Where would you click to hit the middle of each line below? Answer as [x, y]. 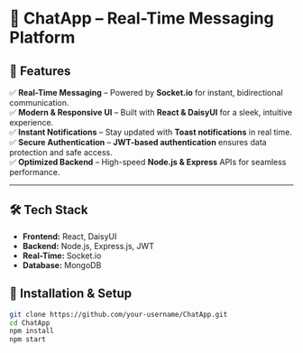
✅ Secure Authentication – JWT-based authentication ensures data [138, 142]
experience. [32, 122]
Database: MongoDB [62, 265]
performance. [35, 172]
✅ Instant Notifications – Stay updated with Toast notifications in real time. [151, 132]
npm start [28, 339]
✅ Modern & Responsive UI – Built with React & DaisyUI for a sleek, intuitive [151, 112]
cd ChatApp [30, 323]
